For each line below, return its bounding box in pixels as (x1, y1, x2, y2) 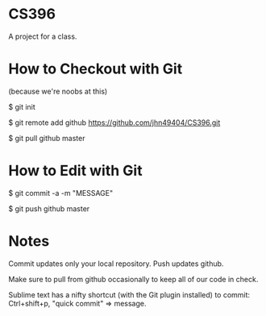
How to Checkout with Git (8, 60, 183, 78)
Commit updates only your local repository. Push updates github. (8, 259, 224, 268)
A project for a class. (8, 31, 77, 41)
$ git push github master (8, 203, 90, 214)
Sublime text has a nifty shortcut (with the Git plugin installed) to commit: (8, 289, 251, 299)
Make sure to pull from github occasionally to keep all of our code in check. (8, 274, 259, 284)
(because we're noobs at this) (8, 86, 108, 96)
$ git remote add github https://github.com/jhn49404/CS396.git (8, 118, 221, 127)
